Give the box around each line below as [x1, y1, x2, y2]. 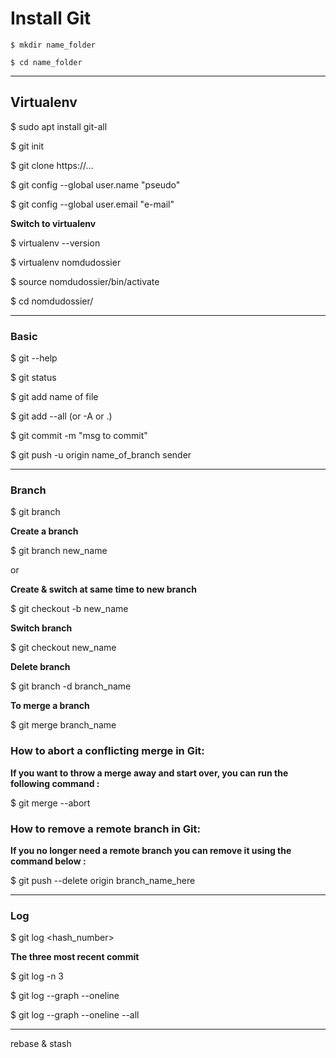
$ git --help [10, 352, 58, 364]
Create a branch [10, 525, 79, 537]
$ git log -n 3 [10, 970, 65, 982]
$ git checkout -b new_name [10, 603, 129, 615]
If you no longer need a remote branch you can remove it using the [10, 844, 292, 856]
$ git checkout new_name [10, 642, 117, 654]
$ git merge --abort [10, 797, 91, 809]
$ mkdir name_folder [10, 40, 97, 50]
